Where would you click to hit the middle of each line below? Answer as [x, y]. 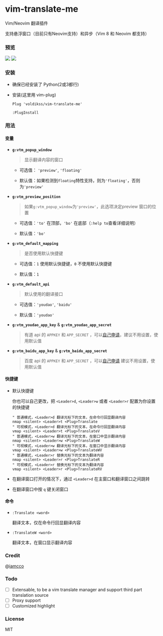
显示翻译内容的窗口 [44, 160]
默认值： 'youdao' [37, 315]
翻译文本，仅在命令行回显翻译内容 [46, 523]
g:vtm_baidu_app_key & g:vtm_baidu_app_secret [60, 351]
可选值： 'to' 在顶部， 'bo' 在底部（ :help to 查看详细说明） [79, 223]
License [15, 619]
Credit [13, 555]
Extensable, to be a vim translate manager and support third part [77, 589]
